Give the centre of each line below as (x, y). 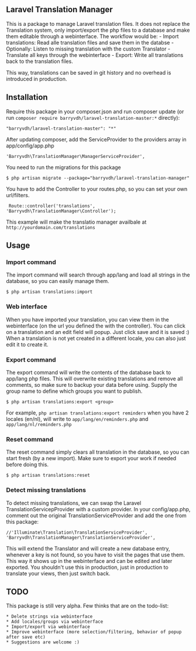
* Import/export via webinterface (48, 627)
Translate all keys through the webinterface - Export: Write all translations (95, 55)
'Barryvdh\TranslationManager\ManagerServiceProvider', (75, 156)
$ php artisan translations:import (49, 292)
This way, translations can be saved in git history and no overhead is (89, 72)
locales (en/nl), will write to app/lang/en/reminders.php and (77, 419)
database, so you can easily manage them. (58, 281)
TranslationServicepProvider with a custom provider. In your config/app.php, (98, 509)
